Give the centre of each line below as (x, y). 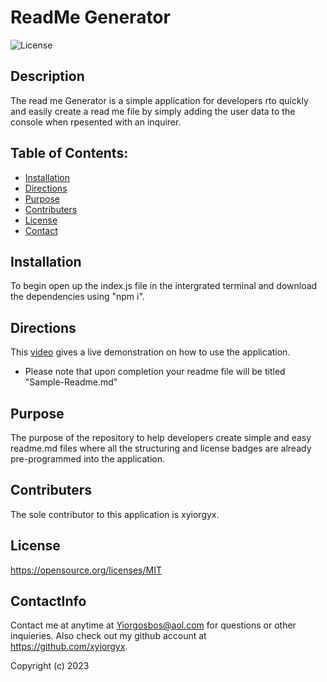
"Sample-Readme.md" (71, 382)
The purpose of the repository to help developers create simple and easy (161, 437)
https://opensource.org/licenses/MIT (86, 570)
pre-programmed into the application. (87, 459)
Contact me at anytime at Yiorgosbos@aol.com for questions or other (153, 625)
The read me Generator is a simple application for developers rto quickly (159, 100)
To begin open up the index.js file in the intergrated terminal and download (164, 286)
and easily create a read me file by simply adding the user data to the (153, 111)
